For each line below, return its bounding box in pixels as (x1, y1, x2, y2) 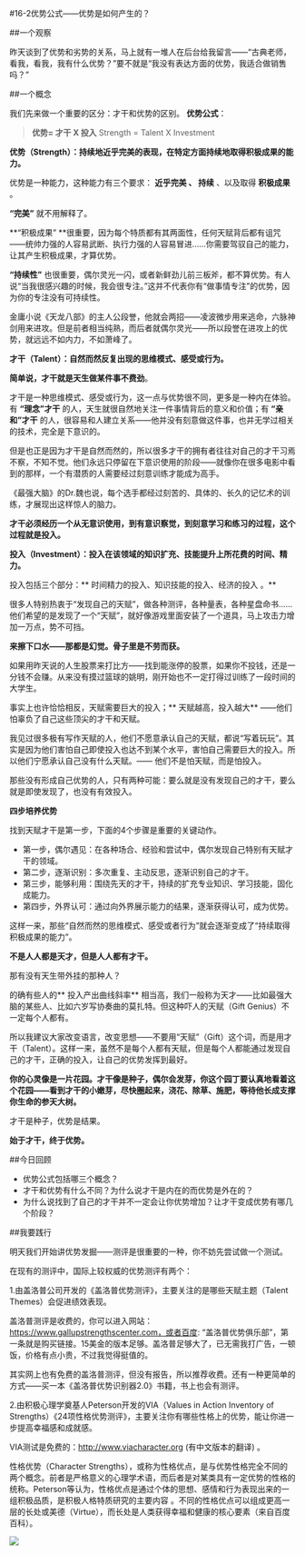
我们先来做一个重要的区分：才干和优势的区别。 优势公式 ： (9, 108, 227, 118)
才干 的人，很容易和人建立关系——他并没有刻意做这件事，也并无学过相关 (21, 414, 295, 425)
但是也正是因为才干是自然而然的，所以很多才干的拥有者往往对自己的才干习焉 (9, 445, 296, 456)
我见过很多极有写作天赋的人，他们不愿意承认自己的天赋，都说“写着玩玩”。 (9, 733, 288, 743)
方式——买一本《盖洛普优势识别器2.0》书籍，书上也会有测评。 (9, 1381, 245, 1391)
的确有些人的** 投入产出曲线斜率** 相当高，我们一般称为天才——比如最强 (9, 990, 284, 1000)
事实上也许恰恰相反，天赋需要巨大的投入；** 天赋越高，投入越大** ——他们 (9, 703, 292, 713)
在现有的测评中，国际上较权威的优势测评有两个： (9, 1266, 192, 1276)
